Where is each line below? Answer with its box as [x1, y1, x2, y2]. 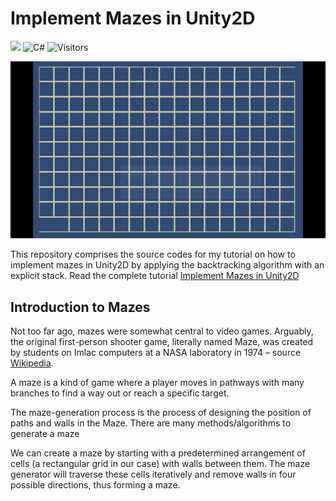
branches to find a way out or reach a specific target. [10, 387, 230, 399]
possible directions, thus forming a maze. [10, 479, 181, 491]
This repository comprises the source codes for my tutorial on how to [10, 248, 296, 261]
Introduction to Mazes [10, 298, 151, 316]
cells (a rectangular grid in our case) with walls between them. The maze [10, 458, 311, 470]
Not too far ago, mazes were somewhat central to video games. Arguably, [10, 325, 314, 337]
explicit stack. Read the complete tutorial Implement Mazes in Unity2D [10, 270, 300, 282]
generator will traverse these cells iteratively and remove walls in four [10, 468, 297, 481]
